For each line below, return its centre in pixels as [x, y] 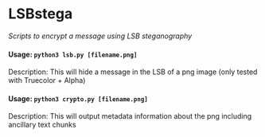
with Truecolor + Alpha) [47, 80]
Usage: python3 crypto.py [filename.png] [78, 98]
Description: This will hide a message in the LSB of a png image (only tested [133, 72]
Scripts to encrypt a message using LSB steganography [100, 36]
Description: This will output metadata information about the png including [130, 116]
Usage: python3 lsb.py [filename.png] [73, 54]
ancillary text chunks [43, 125]
